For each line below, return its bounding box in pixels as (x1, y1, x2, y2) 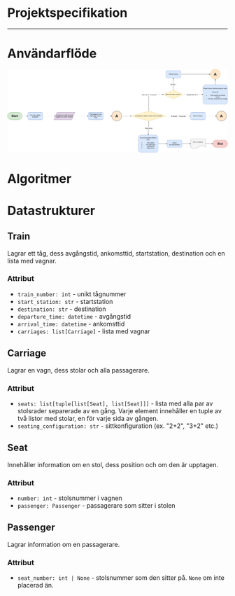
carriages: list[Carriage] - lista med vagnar (17, 327, 150, 335)
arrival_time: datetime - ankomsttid (17, 319, 125, 328)
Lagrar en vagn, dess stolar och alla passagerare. (7, 366, 150, 374)
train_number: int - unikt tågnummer (17, 289, 127, 298)
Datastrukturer (7, 202, 96, 219)
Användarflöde (7, 46, 97, 62)
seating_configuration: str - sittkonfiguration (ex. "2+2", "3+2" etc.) (17, 422, 219, 430)
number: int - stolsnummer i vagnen (17, 494, 122, 502)
